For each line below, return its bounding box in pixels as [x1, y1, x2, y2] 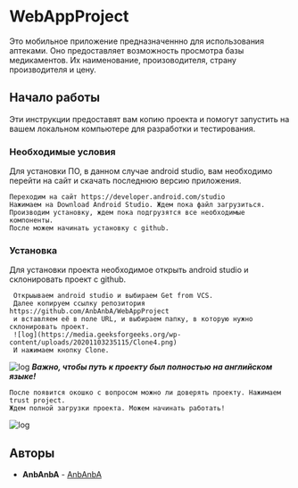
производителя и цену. [9, 64, 96, 75]
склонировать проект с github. [9, 274, 127, 285]
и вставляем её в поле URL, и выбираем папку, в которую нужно [12, 315, 253, 324]
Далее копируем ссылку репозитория [12, 299, 145, 309]
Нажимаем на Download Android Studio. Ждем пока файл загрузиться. [9, 201, 266, 210]
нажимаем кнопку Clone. [21, 346, 110, 355]
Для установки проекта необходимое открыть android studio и [9, 265, 249, 276]
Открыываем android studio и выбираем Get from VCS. [12, 292, 214, 301]
